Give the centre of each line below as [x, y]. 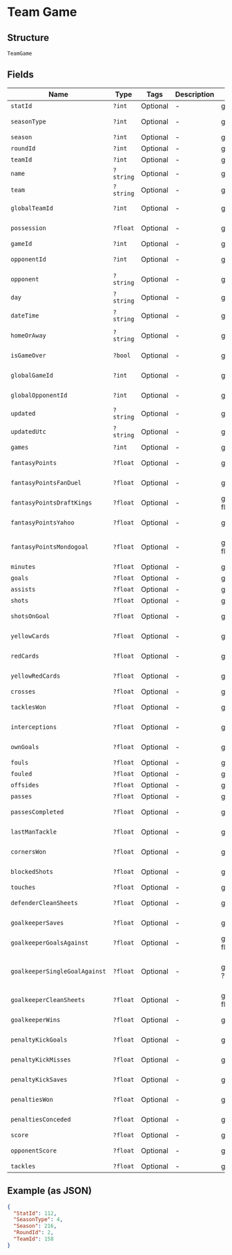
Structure [28, 38]
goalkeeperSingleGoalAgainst [58, 971]
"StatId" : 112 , [35, 1213]
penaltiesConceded [41, 1119]
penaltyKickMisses [41, 1060]
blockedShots [32, 871]
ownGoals [25, 747]
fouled [21, 774]
